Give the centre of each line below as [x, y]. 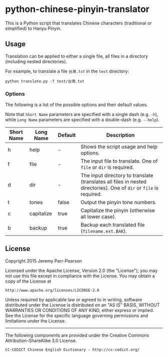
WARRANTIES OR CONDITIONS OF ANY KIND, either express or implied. [79, 310]
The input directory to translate [117, 175]
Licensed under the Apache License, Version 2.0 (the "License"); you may [81, 270]
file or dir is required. [107, 167]
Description [120, 135]
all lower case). [98, 217]
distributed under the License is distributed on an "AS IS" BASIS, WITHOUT [82, 305]
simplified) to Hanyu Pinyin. [33, 28]
